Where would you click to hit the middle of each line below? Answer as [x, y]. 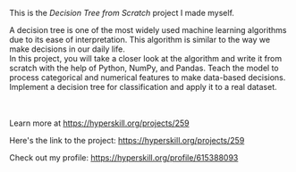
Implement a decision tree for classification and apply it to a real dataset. [143, 87]
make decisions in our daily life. [67, 49]
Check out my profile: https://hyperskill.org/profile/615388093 [124, 158]
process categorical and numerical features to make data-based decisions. [148, 78]
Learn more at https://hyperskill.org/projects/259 [99, 123]
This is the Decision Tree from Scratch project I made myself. [122, 13]
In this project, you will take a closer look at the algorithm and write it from [146, 58]
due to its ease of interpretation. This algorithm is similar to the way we [140, 40]
